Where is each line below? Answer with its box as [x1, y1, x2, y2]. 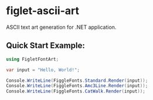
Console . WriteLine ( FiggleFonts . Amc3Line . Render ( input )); [6, 83, 148, 89]
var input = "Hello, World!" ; [6, 66, 80, 73]
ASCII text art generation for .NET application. [6, 24, 117, 31]
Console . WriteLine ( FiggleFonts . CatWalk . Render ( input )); [6, 88, 145, 95]
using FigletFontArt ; [6, 56, 59, 62]
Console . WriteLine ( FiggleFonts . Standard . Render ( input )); [6, 78, 148, 84]
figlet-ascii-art [6, 4, 79, 18]
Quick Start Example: [6, 41, 85, 51]
